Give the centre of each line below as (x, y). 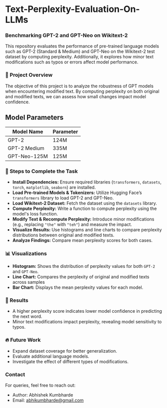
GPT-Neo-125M (28, 156)
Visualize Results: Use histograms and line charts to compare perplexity (87, 229)
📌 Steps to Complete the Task (42, 171)
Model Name (28, 132)
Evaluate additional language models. (51, 356)
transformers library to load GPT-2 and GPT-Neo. (63, 198)
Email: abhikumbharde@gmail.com (48, 401)
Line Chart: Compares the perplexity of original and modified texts (81, 277)
